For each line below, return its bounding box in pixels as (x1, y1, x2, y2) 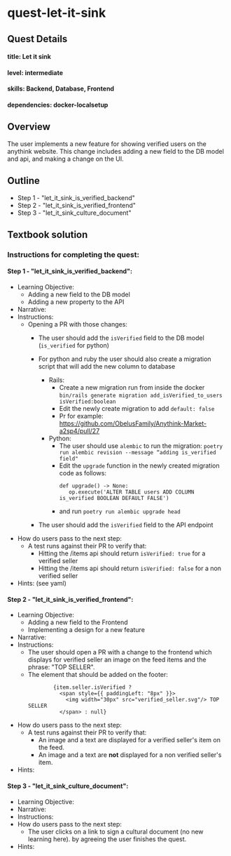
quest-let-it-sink (7, 5, 106, 21)
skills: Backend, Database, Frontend (7, 84, 114, 93)
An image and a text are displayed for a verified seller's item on (38, 736, 220, 744)
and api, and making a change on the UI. (7, 154, 124, 163)
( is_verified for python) (38, 341, 110, 350)
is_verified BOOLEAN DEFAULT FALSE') (59, 495, 169, 502)
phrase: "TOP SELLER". (27, 663, 95, 671)
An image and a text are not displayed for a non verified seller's (38, 751, 222, 759)
